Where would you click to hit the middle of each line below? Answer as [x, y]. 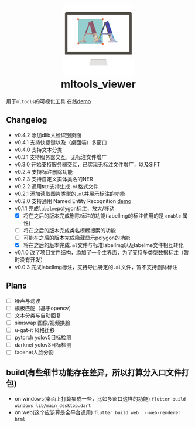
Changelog [27, 120]
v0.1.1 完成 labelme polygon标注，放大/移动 [64, 208]
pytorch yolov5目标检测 [43, 338]
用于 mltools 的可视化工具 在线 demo [49, 101]
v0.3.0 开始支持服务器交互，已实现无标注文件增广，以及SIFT [87, 164]
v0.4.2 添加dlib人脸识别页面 [48, 135]
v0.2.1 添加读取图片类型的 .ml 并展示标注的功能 [70, 194]
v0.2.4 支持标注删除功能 [44, 171]
